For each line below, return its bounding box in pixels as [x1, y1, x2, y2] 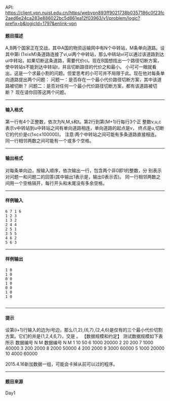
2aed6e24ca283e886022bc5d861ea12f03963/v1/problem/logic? [5, 15, 141, 21]
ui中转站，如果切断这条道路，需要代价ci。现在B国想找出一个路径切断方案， [5, 58, 162, 64]
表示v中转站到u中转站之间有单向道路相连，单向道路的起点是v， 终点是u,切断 [5, 125, 164, 131]
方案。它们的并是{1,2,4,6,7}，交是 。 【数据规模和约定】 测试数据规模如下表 [5, 333, 163, 339]
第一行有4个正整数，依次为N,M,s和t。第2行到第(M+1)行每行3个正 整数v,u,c [5, 119, 161, 125]
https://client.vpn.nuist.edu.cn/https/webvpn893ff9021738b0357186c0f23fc [5, 10, 165, 16]
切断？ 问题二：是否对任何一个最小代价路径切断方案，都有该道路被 [14, 83, 153, 89]
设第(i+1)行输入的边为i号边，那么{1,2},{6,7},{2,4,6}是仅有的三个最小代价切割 [5, 327, 163, 333]
